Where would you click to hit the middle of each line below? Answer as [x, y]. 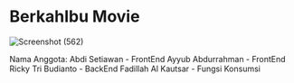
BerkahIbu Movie [75, 17]
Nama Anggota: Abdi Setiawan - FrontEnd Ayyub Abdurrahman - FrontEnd [148, 59]
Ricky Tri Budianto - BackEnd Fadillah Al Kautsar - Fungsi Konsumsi [135, 69]
